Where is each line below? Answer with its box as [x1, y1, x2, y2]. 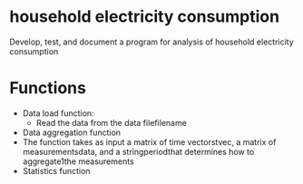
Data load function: [22, 107, 94, 119]
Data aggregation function [22, 127, 121, 138]
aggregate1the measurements [22, 156, 134, 167]
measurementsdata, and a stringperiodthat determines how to [22, 146, 255, 157]
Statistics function [22, 165, 91, 176]
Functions [9, 78, 86, 99]
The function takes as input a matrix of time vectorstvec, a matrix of [22, 136, 277, 147]
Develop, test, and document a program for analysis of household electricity [9, 36, 295, 47]
